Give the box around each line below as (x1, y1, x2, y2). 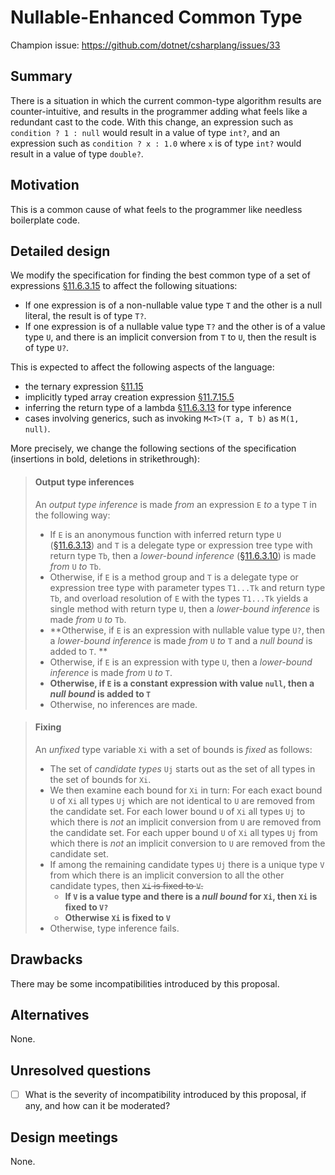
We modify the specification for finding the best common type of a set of (10, 269, 311, 281)
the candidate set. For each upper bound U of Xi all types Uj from (49, 826, 318, 838)
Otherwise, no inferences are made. (49, 698, 198, 710)
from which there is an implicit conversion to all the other (49, 869, 285, 881)
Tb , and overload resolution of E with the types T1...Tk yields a (49, 592, 309, 604)
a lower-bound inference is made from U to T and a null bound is (49, 634, 313, 646)
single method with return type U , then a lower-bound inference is (49, 602, 320, 615)
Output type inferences (34, 476, 135, 488)
